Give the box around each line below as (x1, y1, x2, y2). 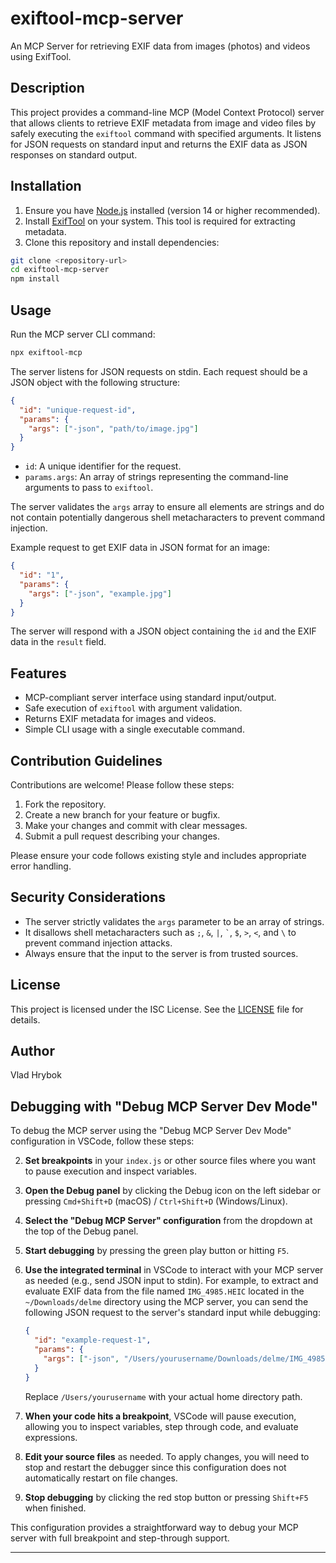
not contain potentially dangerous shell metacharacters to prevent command (10, 512, 326, 524)
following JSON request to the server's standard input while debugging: (24, 1307, 321, 1319)
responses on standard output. (10, 148, 138, 161)
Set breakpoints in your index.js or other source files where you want (24, 1155, 316, 1167)
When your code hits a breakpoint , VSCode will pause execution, (24, 1410, 297, 1422)
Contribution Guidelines (10, 752, 163, 769)
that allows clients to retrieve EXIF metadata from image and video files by (10, 117, 317, 129)
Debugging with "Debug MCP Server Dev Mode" (10, 1098, 318, 1115)
